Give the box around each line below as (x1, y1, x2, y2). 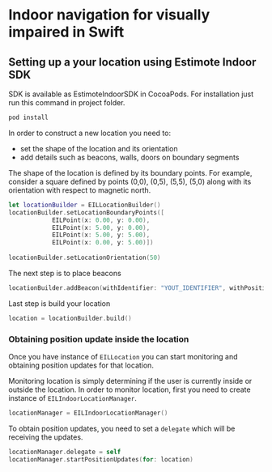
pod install (8, 113, 49, 121)
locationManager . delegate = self (8, 448, 121, 456)
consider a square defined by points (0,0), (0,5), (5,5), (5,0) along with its (8, 176, 252, 186)
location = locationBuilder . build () (8, 314, 132, 322)
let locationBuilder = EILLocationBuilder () (8, 201, 161, 209)
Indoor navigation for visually (8, 6, 210, 24)
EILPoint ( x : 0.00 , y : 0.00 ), (51, 216, 151, 224)
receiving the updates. (8, 432, 83, 442)
